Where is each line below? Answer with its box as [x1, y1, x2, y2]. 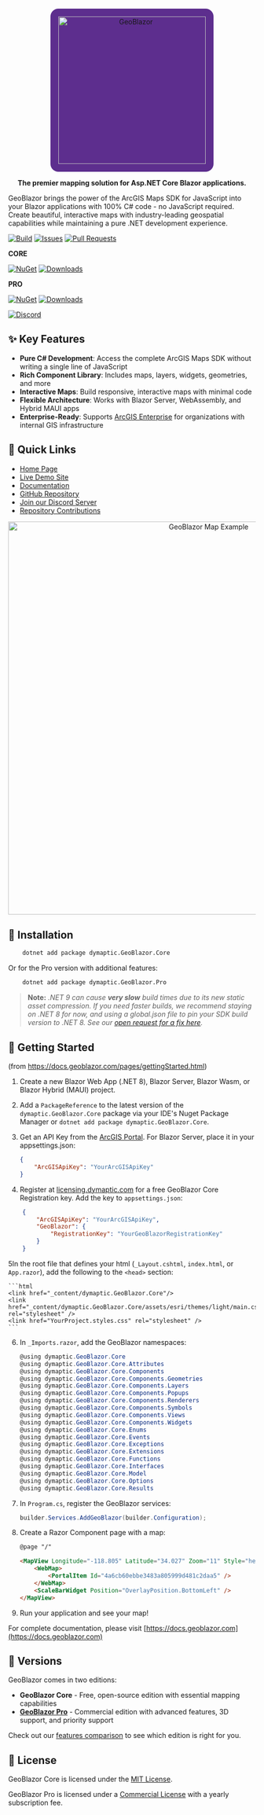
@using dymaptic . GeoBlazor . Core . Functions [19, 1455, 161, 1463]
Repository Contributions [19, 505, 101, 515]
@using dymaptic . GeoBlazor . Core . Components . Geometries [19, 1375, 203, 1383]
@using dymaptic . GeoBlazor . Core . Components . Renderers [19, 1397, 200, 1405]
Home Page [19, 464, 58, 473]
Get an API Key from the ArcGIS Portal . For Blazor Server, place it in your [19, 1133, 255, 1141]
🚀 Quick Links [8, 443, 76, 457]
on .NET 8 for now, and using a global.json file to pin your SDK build [27, 1009, 248, 1019]
